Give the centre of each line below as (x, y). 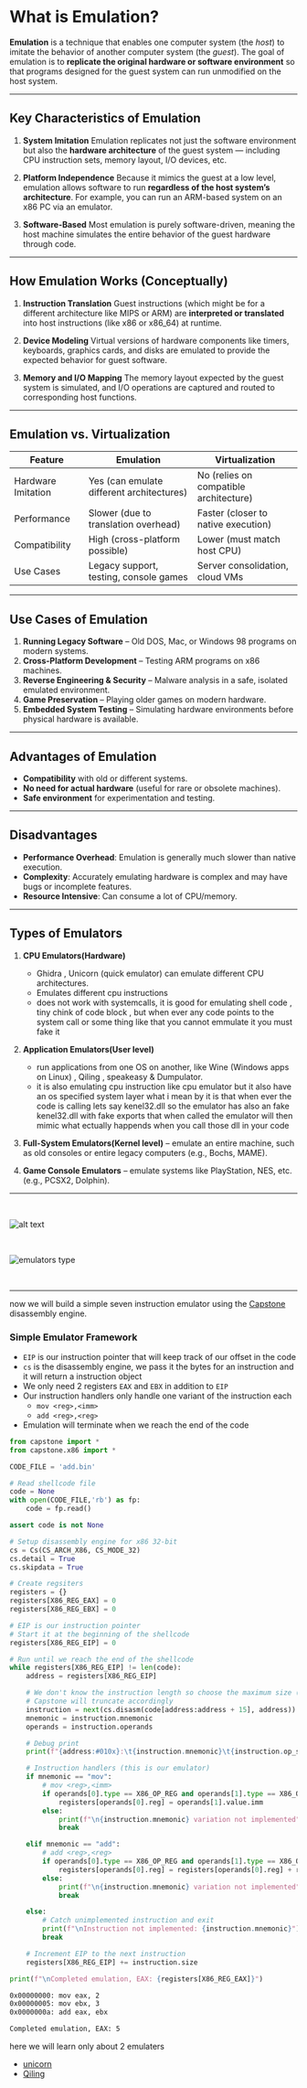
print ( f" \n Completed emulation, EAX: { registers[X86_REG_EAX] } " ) (136, 1979)
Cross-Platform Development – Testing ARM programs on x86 (141, 661)
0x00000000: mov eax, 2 (55, 1996)
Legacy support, (123, 566)
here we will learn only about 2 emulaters (87, 2047)
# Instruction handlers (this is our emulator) (118, 1768)
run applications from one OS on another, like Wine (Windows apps (163, 1066)
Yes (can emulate (126, 481)
